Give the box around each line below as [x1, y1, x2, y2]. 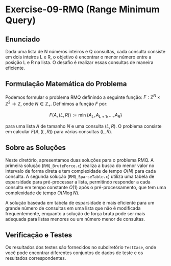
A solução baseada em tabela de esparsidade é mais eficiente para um [5, 199, 155, 206]
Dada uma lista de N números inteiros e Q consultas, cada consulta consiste [5, 49, 166, 54]
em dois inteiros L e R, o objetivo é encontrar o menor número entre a [5, 54, 152, 60]
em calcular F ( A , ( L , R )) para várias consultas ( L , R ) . [5, 128, 113, 134]
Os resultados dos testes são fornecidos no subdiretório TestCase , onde [5, 244, 157, 251]
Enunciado [5, 35, 40, 44]
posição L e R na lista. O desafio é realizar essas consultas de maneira [5, 59, 154, 65]
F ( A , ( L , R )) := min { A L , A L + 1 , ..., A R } [49, 112, 123, 119]
